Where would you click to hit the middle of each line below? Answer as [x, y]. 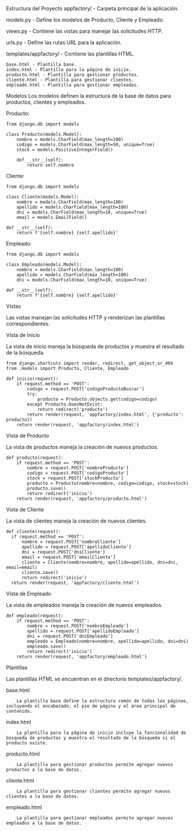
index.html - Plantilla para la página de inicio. [69, 70]
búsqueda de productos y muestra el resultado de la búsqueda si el [91, 738]
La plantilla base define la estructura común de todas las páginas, [103, 701]
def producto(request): [35, 458]
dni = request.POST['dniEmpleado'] [70, 636]
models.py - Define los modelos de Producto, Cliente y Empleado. [85, 20]
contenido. [19, 711]
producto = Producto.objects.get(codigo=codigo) [97, 399]
